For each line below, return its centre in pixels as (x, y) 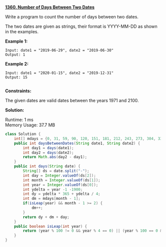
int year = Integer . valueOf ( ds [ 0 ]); (61, 185)
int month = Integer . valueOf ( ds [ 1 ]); (62, 180)
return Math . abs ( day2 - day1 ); (55, 157)
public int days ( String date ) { (47, 166)
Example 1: (17, 41)
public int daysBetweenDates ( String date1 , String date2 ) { (77, 143)
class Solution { (23, 134)
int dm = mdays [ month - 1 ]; (52, 199)
